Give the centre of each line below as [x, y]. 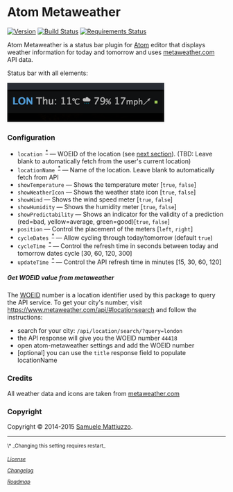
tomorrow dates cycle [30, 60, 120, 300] [75, 253]
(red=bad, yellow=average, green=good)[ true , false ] [93, 221]
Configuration [31, 138]
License [17, 459]
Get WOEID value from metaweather [61, 278]
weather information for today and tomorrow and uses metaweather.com [111, 52]
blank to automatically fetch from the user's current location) [104, 161]
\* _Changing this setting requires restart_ [57, 446]
